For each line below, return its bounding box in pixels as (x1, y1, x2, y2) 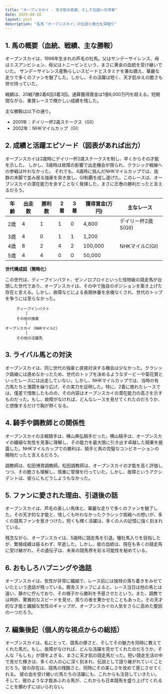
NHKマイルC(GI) (119, 242, 158, 249)
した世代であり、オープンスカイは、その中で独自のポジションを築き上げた (9, 282, 162, 289)
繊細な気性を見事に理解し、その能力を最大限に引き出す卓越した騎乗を (13, 439, 158, 445)
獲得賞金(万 (85, 200, 113, 207)
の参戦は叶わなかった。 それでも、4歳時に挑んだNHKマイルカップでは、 (5, 168, 154, 174)
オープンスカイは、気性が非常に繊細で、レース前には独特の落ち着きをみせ (5, 578, 158, 584)
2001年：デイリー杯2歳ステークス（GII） (12, 119, 96, 125)
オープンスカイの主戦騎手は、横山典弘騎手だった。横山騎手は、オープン (5, 433, 153, 439)
